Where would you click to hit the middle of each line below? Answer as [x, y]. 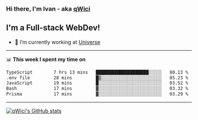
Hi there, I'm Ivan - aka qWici [48, 9]
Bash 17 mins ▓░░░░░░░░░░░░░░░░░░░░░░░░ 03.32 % [97, 89]
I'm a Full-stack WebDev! [53, 28]
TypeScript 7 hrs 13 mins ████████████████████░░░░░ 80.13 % [97, 72]
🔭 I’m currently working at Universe [57, 42]
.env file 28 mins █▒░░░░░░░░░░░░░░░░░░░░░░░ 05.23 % [97, 78]
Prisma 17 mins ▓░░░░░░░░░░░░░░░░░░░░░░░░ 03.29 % [97, 94]
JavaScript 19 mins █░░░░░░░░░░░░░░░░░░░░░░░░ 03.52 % [97, 83]
